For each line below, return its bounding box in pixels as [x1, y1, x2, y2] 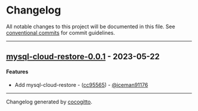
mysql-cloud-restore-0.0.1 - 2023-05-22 [6, 52, 160, 62]
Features [6, 68, 28, 75]
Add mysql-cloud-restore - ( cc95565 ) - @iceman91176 [14, 81, 148, 88]
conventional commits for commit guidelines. [6, 29, 115, 36]
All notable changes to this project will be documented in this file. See [6, 23, 176, 30]
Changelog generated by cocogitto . [6, 98, 93, 105]
